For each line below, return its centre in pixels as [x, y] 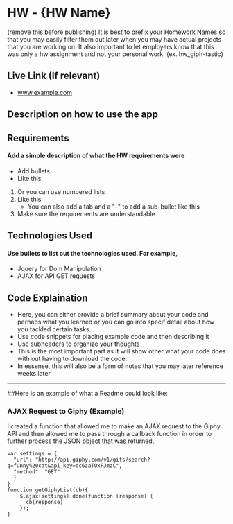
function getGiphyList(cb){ [48, 490]
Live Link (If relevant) [54, 76]
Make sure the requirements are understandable [86, 213]
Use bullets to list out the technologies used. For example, [93, 253]
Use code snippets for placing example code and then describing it [113, 337]
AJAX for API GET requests [56, 276]
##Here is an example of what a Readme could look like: [87, 394]
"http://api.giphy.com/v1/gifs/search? [93, 460]
